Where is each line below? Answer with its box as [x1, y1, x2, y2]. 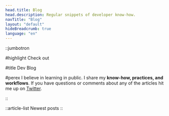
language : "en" [5, 31, 38, 36]
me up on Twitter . [5, 85, 42, 92]
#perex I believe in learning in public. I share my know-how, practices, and [5, 75, 163, 80]
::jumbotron [5, 45, 30, 51]
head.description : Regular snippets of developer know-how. [5, 12, 136, 17]
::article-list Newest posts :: [5, 105, 63, 111]
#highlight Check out [5, 55, 50, 61]
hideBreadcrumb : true [5, 26, 52, 32]
